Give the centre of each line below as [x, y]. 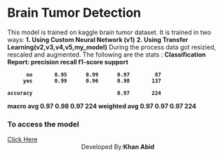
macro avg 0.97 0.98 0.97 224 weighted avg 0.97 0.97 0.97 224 [102, 106]
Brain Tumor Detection [74, 13]
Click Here [22, 139]
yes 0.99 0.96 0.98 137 [92, 81]
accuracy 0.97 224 [84, 93]
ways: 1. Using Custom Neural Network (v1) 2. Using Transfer [98, 39]
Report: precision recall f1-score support [68, 62]
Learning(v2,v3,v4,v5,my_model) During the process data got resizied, [111, 47]
